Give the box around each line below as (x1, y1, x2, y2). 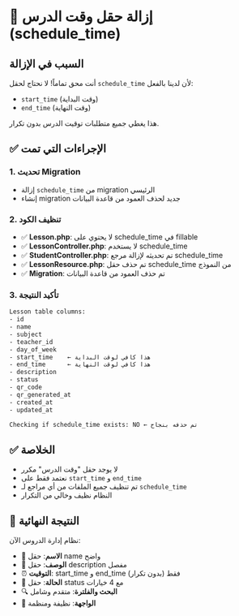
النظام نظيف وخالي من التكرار (20, 490, 113, 500)
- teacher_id (9, 338, 53, 346)
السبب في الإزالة (9, 57, 84, 71)
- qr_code (9, 383, 43, 392)
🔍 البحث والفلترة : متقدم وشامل (20, 587, 118, 597)
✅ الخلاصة (9, 442, 56, 457)
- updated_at (9, 406, 53, 414)
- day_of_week (9, 345, 58, 354)
